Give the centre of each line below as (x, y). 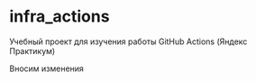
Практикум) (32, 50)
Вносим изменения (46, 68)
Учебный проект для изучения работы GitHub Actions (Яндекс (128, 41)
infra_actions (59, 17)
